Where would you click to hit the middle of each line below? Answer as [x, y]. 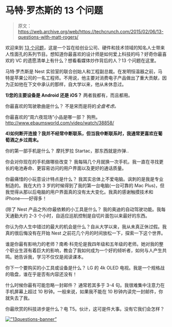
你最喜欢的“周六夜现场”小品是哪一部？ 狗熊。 [53, 117]
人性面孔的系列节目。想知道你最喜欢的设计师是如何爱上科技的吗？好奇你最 [84, 54]
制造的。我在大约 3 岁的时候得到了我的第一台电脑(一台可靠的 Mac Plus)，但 [85, 185]
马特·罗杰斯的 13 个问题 [54, 11]
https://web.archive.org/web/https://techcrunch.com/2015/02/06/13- [91, 31]
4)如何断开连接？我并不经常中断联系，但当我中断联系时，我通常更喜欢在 [82, 133]
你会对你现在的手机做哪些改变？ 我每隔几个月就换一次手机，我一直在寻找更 [84, 161]
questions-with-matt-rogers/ [48, 37]
